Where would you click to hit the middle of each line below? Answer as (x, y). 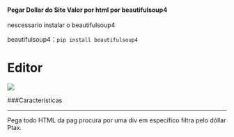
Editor (25, 68)
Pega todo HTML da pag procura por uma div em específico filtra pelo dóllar (117, 120)
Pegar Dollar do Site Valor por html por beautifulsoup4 (87, 10)
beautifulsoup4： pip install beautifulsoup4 (72, 40)
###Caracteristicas (35, 100)
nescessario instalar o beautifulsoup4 (61, 25)
